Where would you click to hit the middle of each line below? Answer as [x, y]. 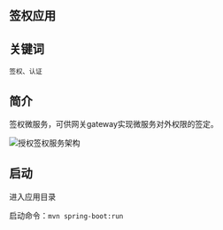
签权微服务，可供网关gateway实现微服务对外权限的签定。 [114, 124]
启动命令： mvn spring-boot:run [66, 215]
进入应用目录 [32, 196]
